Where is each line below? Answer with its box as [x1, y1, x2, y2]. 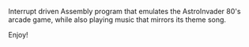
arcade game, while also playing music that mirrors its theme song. [8, 15, 227, 24]
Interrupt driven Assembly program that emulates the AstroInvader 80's [8, 7, 241, 16]
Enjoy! [8, 31, 29, 39]
